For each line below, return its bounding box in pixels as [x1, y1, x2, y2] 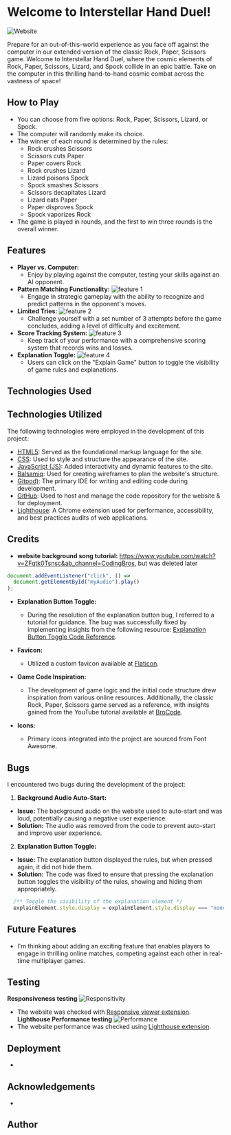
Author [7, 1119, 38, 1131]
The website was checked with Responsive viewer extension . [16, 1008, 191, 1016]
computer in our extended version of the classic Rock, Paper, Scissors [7, 47, 206, 56]
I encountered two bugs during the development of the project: [7, 781, 186, 789]
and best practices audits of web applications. [16, 513, 148, 522]
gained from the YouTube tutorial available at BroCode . [27, 708, 183, 717]
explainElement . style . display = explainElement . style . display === [13, 904, 208, 911]
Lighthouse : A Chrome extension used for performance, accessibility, [16, 506, 214, 514]
